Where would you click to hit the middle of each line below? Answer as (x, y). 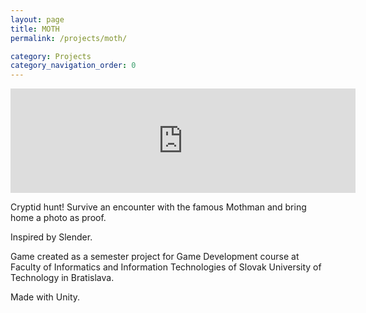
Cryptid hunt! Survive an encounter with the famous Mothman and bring (158, 207)
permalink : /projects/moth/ (69, 38)
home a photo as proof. (58, 218)
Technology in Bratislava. (62, 278)
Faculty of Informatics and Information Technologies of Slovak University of (166, 267)
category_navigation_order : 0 (73, 66)
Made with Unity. (45, 297)
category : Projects (51, 56)
